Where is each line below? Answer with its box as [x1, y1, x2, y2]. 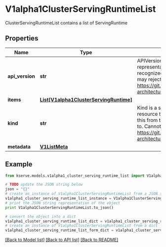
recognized [137, 69, 164, 76]
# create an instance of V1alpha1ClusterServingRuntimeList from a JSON [5, 192, 158, 197]
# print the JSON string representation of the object [5, 200, 121, 205]
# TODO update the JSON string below [5, 182, 83, 187]
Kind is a [137, 104, 157, 111]
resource [137, 110, 158, 117]
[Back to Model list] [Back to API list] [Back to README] [5, 237, 119, 243]
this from [137, 116, 158, 123]
